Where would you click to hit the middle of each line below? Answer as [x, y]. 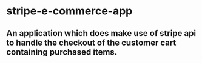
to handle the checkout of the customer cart [91, 42]
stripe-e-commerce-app [69, 11]
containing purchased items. [62, 52]
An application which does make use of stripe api [101, 33]
